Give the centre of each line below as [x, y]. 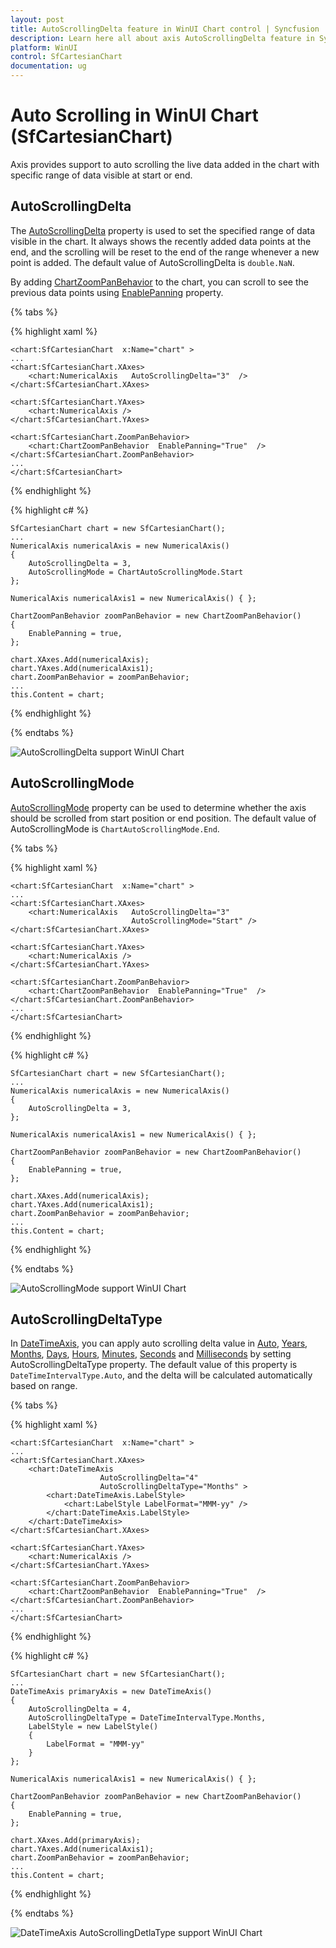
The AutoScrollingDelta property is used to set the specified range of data [163, 230]
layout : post [37, 19]
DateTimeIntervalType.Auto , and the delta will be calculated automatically [161, 1375]
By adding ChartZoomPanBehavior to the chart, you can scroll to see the [159, 282]
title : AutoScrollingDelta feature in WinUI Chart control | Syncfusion [165, 29]
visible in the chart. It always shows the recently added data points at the [161, 241]
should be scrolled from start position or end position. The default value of [163, 818]
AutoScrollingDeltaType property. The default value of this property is [154, 1365]
